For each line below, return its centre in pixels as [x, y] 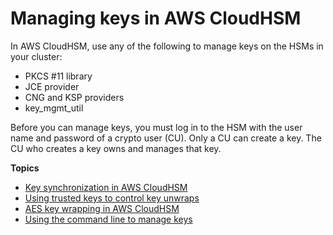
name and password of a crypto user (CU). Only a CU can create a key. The [166, 138]
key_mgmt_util [54, 108]
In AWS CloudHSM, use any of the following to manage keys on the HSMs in [167, 46]
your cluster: [36, 56]
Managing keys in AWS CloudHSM [156, 18]
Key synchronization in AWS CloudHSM [106, 187]
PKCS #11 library [58, 76]
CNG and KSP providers [74, 97]
